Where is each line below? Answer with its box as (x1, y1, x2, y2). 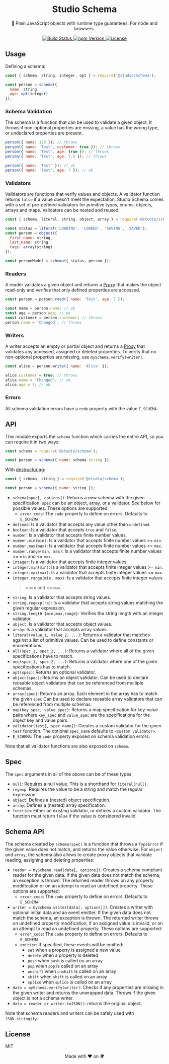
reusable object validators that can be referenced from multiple (12, 680, 144, 686)
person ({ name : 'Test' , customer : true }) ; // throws (5, 144, 121, 149)
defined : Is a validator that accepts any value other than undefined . (12, 521, 151, 527)
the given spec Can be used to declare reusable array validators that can (12, 696, 162, 702)
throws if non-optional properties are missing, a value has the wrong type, (5, 125, 159, 131)
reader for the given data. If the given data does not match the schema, (12, 872, 161, 878)
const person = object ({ (5, 231, 57, 236)
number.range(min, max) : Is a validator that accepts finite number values (12, 548, 162, 554)
